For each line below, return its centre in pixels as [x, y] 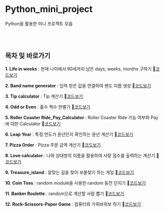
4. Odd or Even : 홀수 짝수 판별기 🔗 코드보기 [48, 107]
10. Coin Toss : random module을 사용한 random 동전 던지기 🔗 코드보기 [76, 183]
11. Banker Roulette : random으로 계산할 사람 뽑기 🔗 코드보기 [65, 194]
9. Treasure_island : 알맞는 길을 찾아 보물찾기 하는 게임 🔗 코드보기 [70, 172]
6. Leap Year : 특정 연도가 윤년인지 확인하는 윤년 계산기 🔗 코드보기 [69, 134]
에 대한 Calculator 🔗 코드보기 [33, 124]
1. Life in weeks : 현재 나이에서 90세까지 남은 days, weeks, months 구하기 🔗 [81, 69]
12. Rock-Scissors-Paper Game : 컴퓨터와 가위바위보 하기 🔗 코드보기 [73, 204]
